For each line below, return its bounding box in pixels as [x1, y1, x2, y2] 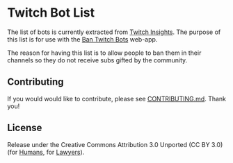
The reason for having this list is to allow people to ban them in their [7, 49, 202, 57]
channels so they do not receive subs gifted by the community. [7, 55, 188, 64]
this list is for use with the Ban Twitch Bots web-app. [7, 35, 158, 43]
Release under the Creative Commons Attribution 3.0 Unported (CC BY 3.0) [7, 140, 223, 148]
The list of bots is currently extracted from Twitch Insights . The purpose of [7, 28, 221, 36]
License [7, 122, 42, 134]
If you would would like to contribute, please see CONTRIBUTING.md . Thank [7, 94, 227, 103]
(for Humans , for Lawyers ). [7, 148, 85, 156]
